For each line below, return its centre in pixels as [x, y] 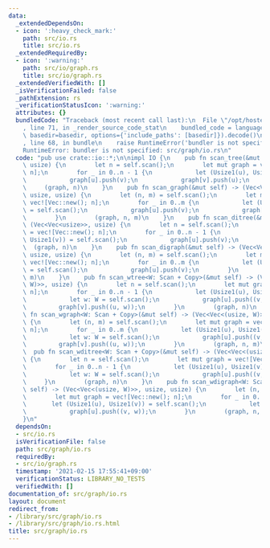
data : [17, 16]
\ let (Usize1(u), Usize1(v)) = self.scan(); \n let [142, 404]
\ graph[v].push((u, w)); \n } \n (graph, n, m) [142, 345]
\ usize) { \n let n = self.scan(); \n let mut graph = [140, 166]
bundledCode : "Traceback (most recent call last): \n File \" [122, 121]
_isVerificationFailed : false [66, 90]
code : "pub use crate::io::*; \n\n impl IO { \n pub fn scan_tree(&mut [138, 157]
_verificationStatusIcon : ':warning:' [81, 105]
